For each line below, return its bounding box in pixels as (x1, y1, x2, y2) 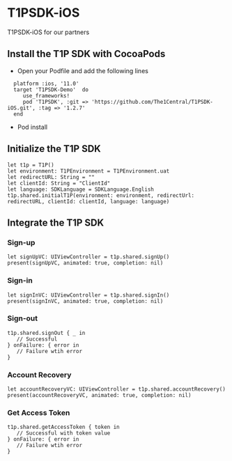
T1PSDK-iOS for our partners (7, 28, 90, 36)
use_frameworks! (22, 92, 70, 99)
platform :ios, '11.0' (13, 80, 79, 87)
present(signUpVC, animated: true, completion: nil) (7, 260, 164, 267)
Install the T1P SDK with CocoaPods (7, 48, 166, 60)
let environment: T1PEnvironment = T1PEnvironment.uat (7, 167, 170, 175)
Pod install (17, 123, 47, 131)
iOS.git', (7, 104, 36, 111)
